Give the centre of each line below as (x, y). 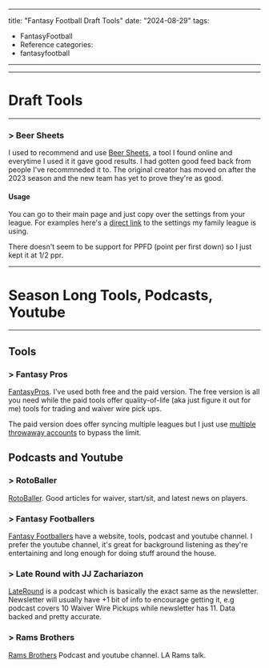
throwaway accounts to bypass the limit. (75, 433)
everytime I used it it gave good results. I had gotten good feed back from (130, 162)
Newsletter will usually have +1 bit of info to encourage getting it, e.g (121, 600)
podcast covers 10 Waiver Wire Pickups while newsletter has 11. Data (122, 608)
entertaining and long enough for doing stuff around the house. (112, 554)
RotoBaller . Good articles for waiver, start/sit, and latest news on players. (128, 498)
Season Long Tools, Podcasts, (111, 295)
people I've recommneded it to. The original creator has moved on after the (132, 170)
